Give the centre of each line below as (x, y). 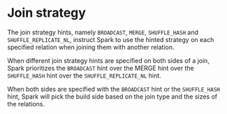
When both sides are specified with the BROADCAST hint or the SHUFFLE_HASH (113, 89)
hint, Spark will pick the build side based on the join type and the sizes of (112, 97)
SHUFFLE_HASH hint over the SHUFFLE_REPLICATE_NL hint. (85, 76)
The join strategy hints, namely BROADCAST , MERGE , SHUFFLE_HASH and (103, 32)
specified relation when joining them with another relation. (91, 47)
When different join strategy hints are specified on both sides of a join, (108, 60)
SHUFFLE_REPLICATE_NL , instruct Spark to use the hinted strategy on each (111, 39)
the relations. (26, 104)
